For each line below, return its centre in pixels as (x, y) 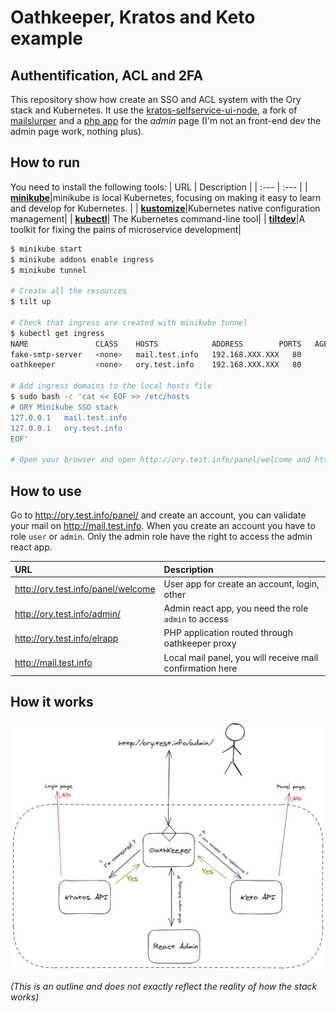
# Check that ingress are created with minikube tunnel (129, 322)
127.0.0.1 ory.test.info (66, 428)
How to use (46, 491)
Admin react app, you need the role (236, 608)
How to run (45, 162)
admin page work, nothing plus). (77, 131)
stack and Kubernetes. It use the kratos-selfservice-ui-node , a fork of (154, 110)
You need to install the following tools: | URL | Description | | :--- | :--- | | (159, 187)
